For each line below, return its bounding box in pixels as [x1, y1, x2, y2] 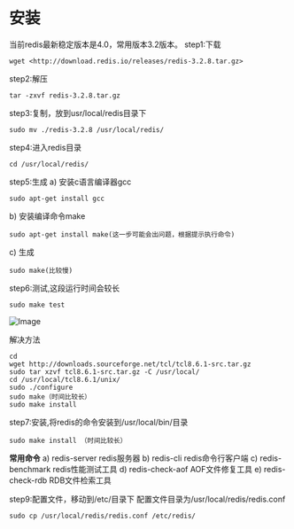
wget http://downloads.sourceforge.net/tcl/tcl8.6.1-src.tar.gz [9, 360, 251, 369]
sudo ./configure [9, 383, 73, 392]
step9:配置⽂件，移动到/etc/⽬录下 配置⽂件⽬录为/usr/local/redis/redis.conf [9, 494, 286, 504]
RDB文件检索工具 [49, 475, 112, 486]
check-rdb [9, 475, 48, 486]
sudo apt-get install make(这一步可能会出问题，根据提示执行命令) [9, 229, 236, 239]
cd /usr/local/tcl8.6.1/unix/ [9, 375, 121, 384]
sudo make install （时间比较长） [9, 436, 128, 445]
